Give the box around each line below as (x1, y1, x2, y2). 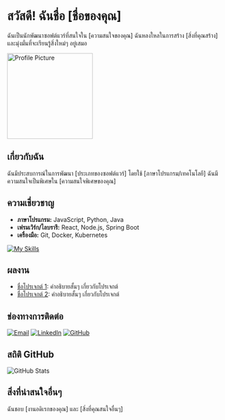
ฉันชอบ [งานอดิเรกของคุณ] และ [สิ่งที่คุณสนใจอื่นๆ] (7, 404, 123, 412)
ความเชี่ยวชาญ (7, 197, 55, 209)
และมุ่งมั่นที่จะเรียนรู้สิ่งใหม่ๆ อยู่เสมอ (7, 39, 88, 47)
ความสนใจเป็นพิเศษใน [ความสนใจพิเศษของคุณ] (7, 177, 116, 185)
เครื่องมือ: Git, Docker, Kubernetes (16, 231, 108, 239)
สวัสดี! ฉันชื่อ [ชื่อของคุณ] (7, 8, 122, 24)
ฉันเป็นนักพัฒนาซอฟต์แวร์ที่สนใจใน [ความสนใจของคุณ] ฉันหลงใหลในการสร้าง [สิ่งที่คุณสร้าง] (7, 31, 218, 39)
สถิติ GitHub (7, 348, 55, 360)
